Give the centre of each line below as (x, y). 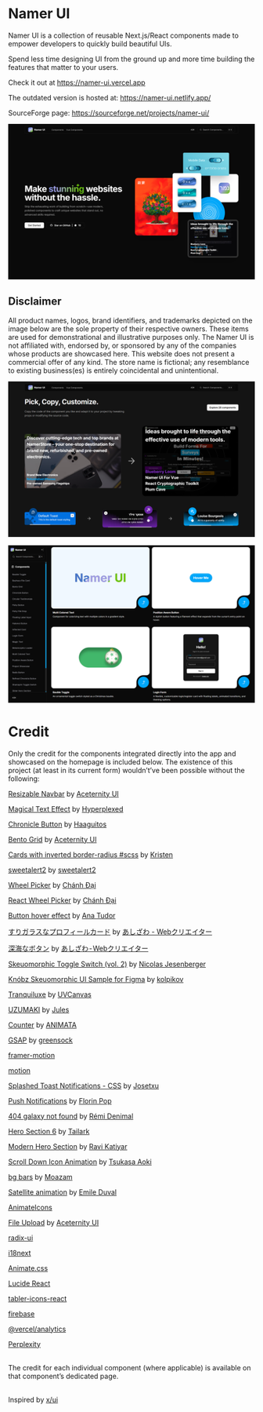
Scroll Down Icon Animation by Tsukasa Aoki (80, 1162)
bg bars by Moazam (40, 1177)
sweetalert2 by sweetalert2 (52, 870)
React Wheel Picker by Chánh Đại (62, 900)
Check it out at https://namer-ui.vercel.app (77, 82)
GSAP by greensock (40, 1040)
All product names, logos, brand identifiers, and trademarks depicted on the (130, 320)
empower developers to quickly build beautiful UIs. (90, 43)
